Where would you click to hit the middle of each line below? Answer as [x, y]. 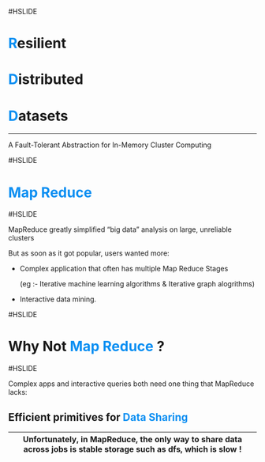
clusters [21, 238]
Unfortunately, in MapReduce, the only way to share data [132, 439]
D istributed [46, 80]
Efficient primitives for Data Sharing [98, 417]
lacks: [18, 392]
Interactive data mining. [58, 299]
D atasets [38, 116]
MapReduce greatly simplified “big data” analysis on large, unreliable [120, 229]
